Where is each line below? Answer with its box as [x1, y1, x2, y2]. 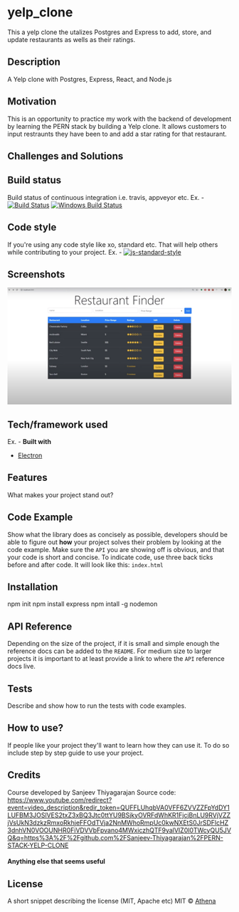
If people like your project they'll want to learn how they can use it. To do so [7, 741, 230, 749]
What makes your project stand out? [7, 490, 114, 499]
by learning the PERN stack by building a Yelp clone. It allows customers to [7, 122, 227, 130]
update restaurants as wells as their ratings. [7, 35, 136, 43]
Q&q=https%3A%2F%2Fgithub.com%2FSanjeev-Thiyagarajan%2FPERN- [7, 833, 224, 842]
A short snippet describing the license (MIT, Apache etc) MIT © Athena [7, 897, 216, 906]
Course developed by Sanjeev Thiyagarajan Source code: [7, 788, 176, 797]
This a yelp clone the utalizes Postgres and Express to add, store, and [7, 28, 212, 36]
